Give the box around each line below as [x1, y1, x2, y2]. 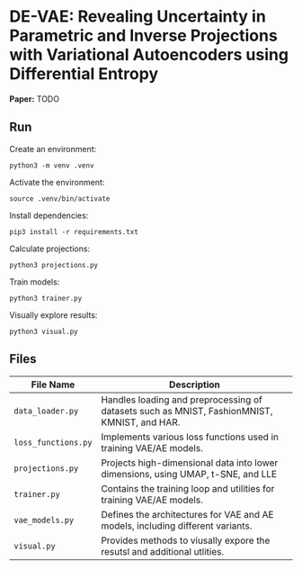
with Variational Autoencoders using [9, 45, 289, 65]
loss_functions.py [13, 437, 93, 448]
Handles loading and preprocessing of [101, 394, 262, 406]
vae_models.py [13, 515, 75, 525]
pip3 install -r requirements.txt [9, 227, 139, 236]
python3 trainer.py [9, 294, 83, 303]
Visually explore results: [9, 309, 98, 321]
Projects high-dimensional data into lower [101, 457, 279, 469]
